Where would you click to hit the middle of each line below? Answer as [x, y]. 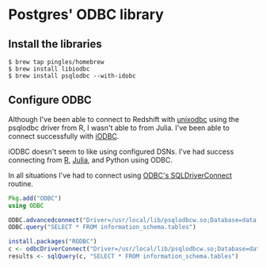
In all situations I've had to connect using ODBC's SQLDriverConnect [120, 175]
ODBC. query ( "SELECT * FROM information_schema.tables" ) [102, 228]
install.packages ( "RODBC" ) [53, 242]
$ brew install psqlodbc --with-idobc [72, 76]
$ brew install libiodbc [49, 69]
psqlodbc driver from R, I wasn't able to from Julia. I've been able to [119, 128]
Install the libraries [55, 44]
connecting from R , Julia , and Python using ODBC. [90, 159]
